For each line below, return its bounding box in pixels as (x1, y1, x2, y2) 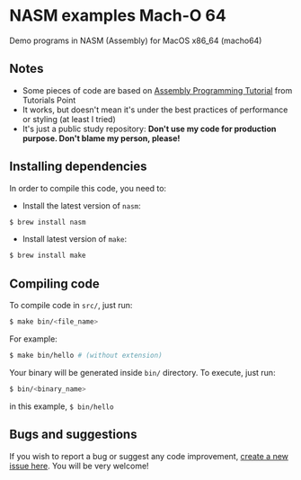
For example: (9, 333, 58, 344)
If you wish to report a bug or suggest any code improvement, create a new (9, 450, 289, 461)
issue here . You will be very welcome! (9, 460, 150, 471)
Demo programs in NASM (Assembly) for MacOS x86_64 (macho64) (9, 35, 262, 46)
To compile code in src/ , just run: (9, 300, 133, 311)
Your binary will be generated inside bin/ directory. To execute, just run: (9, 367, 276, 378)
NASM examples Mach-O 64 (9, 5, 226, 26)
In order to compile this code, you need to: (9, 182, 167, 193)
